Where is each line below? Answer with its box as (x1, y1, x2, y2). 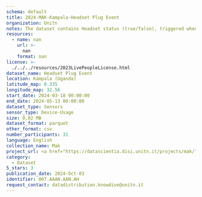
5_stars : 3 (6, 165, 34, 171)
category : (6, 154, 31, 160)
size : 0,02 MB (6, 115, 42, 121)
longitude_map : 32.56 (6, 87, 61, 93)
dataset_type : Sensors (6, 103, 63, 110)
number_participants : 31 (6, 132, 69, 138)
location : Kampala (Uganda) (6, 76, 77, 82)
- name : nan (11, 37, 42, 43)
